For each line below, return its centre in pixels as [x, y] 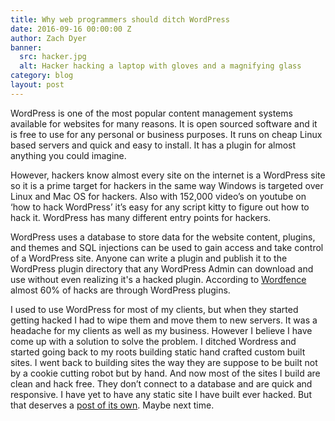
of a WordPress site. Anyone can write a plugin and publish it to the [149, 258]
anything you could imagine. [68, 155]
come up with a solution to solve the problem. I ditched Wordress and [153, 341]
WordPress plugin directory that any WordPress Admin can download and [162, 268]
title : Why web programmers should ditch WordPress [120, 19]
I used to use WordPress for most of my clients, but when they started [154, 309]
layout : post [37, 85]
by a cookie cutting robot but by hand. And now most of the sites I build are [165, 373]
